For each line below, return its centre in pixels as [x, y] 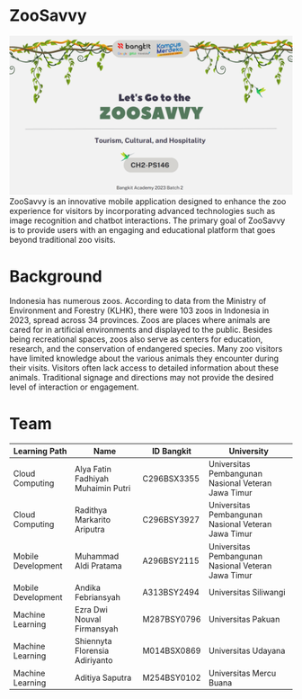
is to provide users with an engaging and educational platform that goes [142, 230]
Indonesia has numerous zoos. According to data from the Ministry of [138, 301]
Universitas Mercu [242, 673]
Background [56, 276]
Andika [88, 587]
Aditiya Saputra [103, 678]
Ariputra [90, 529]
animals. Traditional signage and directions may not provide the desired [142, 378]
